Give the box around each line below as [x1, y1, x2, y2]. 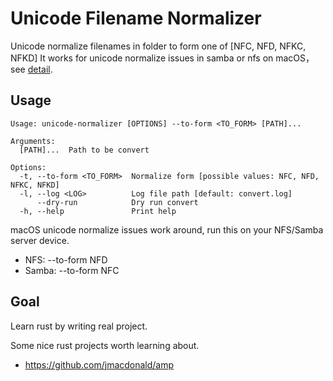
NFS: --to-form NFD [24, 253, 108, 266]
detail [27, 63, 51, 75]
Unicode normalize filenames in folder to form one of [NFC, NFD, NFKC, [10, 40, 307, 52]
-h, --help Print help [19, 206, 177, 216]
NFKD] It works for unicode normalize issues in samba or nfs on [10, 52, 274, 64]
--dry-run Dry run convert [36, 197, 199, 207]
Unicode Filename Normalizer [10, 7, 262, 30]
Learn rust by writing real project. [10, 320, 148, 332]
